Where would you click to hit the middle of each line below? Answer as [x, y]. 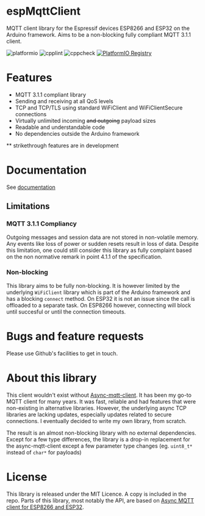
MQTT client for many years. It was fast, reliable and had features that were [101, 401]
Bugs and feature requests [75, 336]
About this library [52, 378]
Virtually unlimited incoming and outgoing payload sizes [85, 120]
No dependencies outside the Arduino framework [77, 133]
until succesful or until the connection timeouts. [66, 311]
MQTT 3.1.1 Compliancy [42, 224]
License [27, 477]
